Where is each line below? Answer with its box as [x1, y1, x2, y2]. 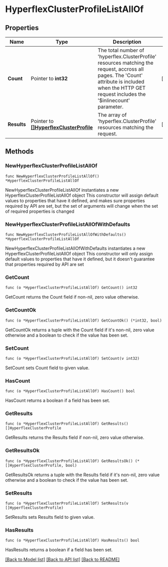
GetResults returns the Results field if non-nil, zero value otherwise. [5, 435, 144, 441]
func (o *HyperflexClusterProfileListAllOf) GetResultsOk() [5, 458, 133, 464]
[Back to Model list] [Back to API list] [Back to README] [5, 556, 120, 562]
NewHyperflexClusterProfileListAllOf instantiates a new [5, 187, 119, 193]
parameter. [97, 103, 124, 110]
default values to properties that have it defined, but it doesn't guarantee [5, 256, 155, 262]
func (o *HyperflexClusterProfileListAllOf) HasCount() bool [5, 389, 135, 394]
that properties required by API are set [5, 261, 84, 267]
